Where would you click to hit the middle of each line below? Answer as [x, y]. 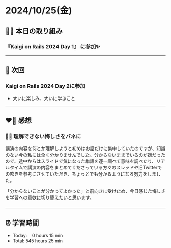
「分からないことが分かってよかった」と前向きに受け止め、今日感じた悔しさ [85, 191]
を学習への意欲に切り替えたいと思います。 [50, 197]
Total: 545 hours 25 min [37, 241]
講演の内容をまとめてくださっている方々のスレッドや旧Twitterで [95, 168]
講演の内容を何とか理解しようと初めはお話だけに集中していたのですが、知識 [85, 148]
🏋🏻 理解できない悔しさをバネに [43, 136]
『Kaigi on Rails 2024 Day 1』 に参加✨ [53, 46]
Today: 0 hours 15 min [38, 235]
